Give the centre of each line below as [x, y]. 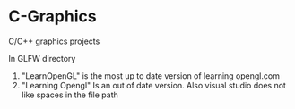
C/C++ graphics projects [54, 41]
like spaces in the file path [69, 95]
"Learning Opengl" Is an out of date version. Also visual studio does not [153, 85]
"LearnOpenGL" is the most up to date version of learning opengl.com [150, 75]
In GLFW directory [42, 58]
